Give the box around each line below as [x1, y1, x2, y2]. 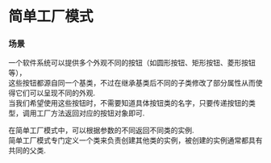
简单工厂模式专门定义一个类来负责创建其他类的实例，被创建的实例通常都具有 [8, 136, 263, 145]
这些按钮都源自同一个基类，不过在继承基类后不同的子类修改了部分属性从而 [8, 78, 256, 88]
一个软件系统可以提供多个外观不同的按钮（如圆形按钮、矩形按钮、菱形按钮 [8, 58, 256, 68]
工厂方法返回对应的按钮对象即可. [35, 108, 145, 118]
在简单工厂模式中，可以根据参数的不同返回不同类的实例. [8, 126, 195, 136]
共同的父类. [8, 146, 47, 156]
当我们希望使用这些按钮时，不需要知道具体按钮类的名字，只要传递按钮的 [8, 98, 248, 108]
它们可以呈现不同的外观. [15, 88, 96, 98]
